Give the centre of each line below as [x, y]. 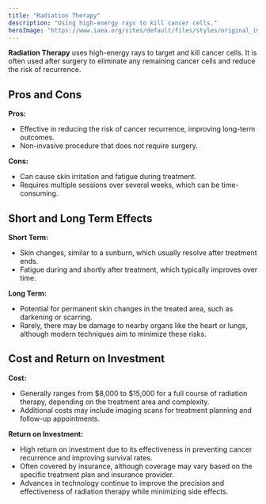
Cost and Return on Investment [87, 359]
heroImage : [26, 30]
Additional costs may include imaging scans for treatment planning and [135, 410]
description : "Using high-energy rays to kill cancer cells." [113, 23]
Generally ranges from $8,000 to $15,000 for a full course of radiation [133, 393]
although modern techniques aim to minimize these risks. [113, 334]
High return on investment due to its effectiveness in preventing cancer [136, 449]
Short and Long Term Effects [80, 218]
